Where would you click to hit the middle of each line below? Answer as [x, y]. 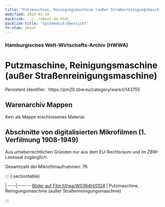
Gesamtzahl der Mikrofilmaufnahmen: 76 [46, 166]
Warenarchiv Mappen [39, 105]
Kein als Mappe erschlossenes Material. [45, 117]
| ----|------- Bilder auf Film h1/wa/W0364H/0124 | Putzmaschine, [72, 185]
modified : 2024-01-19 [27, 14]
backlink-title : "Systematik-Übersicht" [47, 23]
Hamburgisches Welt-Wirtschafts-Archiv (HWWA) [67, 45]
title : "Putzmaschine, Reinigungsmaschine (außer [57, 10]
